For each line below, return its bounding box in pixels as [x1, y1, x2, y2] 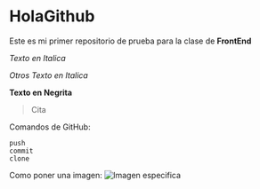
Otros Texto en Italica [9, 69, 89, 81]
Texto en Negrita [9, 87, 73, 98]
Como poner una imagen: [9, 169, 102, 180]
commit [9, 146, 34, 155]
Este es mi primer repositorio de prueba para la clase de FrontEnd [9, 35, 252, 46]
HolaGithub [9, 6, 95, 27]
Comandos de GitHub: [9, 122, 91, 132]
